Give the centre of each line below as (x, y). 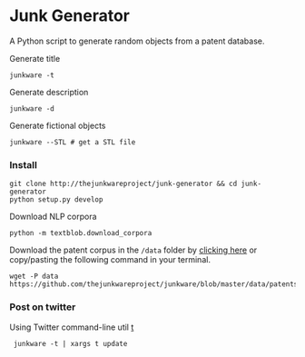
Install (24, 164)
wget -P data (34, 277)
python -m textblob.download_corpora (81, 233)
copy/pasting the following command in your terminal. (110, 260)
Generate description (49, 92)
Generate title (35, 58)
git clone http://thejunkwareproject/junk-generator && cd (123, 184)
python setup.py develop (56, 200)
